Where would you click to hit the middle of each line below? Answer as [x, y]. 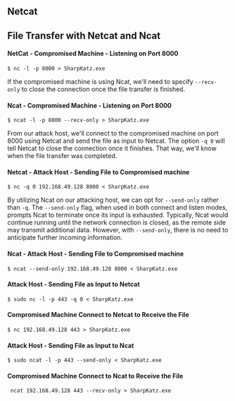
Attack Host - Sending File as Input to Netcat [74, 285]
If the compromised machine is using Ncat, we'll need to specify [100, 81]
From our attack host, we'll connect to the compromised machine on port [113, 133]
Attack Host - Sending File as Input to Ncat [71, 345]
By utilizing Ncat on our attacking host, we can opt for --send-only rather [113, 200]
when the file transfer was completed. [62, 156]
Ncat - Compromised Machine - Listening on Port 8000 [90, 105]
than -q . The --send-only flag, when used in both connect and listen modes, [118, 208]
